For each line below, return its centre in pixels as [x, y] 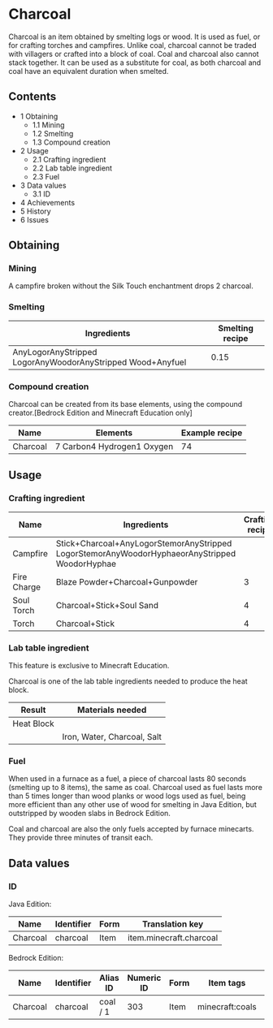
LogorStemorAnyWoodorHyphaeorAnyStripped [146, 553]
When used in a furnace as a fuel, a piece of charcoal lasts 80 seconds [127, 779]
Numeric [144, 978]
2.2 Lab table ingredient [72, 168]
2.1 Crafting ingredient [69, 159]
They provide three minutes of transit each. [81, 838]
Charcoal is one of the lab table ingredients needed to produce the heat [128, 681]
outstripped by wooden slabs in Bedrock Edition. [89, 814]
